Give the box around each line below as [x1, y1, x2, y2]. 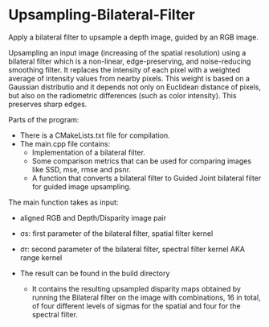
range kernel [19, 252, 63, 263]
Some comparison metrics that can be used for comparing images [31, 155, 251, 166]
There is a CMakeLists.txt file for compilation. [19, 130, 170, 140]
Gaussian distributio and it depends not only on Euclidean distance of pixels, [8, 82, 262, 92]
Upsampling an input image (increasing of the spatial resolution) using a [8, 48, 247, 57]
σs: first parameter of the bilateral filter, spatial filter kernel [19, 228, 214, 238]
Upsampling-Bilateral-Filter [8, 6, 195, 24]
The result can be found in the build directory [19, 268, 170, 278]
